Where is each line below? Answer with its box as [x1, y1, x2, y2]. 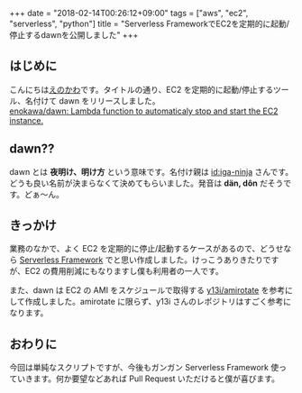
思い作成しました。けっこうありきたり [120, 254, 263, 265]
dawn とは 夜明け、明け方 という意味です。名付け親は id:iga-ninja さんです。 [9, 166, 294, 177]
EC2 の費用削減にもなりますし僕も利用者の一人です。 [24, 266, 224, 277]
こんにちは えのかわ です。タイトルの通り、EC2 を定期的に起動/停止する [9, 84, 273, 95]
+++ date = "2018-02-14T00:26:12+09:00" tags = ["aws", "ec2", [9, 8, 249, 18]
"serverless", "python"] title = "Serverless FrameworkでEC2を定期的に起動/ [9, 18, 290, 29]
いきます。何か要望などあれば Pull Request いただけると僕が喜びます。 [16, 373, 279, 384]
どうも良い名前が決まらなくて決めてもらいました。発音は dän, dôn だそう [9, 178, 284, 188]
